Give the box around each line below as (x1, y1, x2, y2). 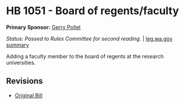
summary (6, 41, 30, 48)
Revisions (6, 76, 43, 86)
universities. (6, 59, 36, 66)
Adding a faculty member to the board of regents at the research (6, 52, 164, 60)
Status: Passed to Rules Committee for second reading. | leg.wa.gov (6, 35, 173, 42)
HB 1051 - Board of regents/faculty (6, 4, 179, 18)
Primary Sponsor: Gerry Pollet (6, 24, 81, 31)
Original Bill (14, 91, 43, 99)
